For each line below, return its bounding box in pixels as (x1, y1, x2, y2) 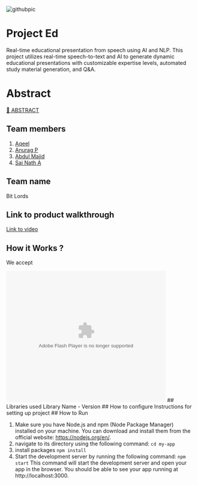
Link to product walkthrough (6, 209, 115, 220)
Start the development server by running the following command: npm (14, 453, 186, 460)
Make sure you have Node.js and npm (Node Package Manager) (14, 421, 174, 429)
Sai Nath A (14, 159, 41, 166)
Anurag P (14, 146, 38, 153)
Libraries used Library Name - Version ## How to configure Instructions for (6, 403, 192, 411)
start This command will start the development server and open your (14, 459, 187, 466)
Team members (6, 124, 66, 134)
